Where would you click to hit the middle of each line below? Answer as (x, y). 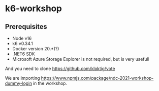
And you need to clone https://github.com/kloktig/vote (60, 68)
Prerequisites (26, 27)
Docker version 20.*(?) (35, 49)
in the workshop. (50, 83)
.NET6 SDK (24, 54)
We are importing (23, 78)
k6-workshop (34, 9)
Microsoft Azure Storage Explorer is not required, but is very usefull (80, 59)
